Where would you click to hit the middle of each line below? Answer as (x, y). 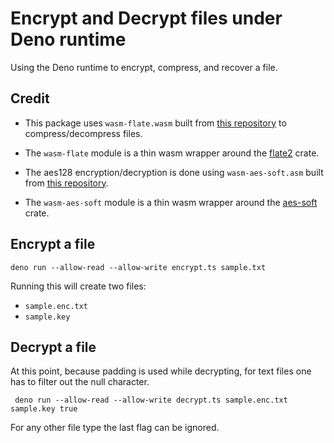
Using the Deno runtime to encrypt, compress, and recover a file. (144, 67)
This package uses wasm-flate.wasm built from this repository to (155, 123)
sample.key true (44, 409)
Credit (30, 98)
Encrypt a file (53, 244)
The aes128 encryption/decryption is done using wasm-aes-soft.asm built (174, 172)
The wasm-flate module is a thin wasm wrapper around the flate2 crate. (172, 153)
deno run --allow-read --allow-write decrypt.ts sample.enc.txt (151, 400)
